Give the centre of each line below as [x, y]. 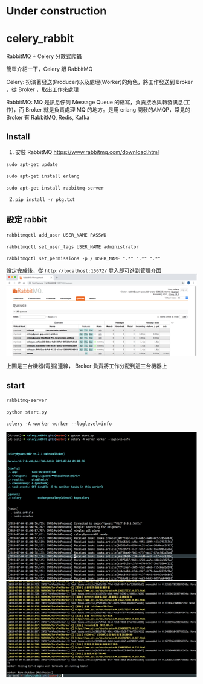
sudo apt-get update [32, 164]
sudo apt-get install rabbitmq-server [55, 188]
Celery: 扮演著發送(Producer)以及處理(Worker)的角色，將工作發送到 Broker [100, 82]
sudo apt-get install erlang [43, 176]
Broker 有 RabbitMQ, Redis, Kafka [48, 117]
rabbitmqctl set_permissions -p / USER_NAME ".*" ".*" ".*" [84, 258]
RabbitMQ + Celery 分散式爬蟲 [44, 56]
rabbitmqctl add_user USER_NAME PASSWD [56, 235]
